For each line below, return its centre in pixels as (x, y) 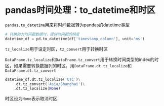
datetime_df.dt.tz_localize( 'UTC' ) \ (43, 79)
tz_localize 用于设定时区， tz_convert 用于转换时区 (57, 49)
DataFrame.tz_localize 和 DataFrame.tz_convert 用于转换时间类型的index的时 (82, 59)
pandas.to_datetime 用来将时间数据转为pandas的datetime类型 (67, 25)
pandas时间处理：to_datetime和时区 (80, 10)
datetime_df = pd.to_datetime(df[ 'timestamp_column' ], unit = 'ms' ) (75, 39)
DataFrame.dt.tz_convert (31, 71)
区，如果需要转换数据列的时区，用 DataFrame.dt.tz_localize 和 (68, 65)
